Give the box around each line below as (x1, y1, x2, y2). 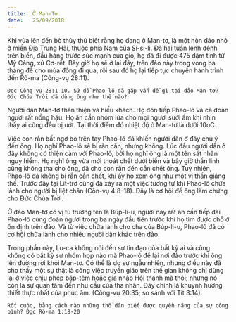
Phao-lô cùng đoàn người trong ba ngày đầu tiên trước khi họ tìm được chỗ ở (7, 215, 230, 224)
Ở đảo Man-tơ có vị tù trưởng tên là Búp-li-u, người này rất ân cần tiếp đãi (7, 207, 221, 216)
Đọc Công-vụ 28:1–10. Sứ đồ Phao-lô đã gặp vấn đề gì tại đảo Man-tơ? (7, 87, 219, 94)
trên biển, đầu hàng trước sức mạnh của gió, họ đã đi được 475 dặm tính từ (7, 51, 225, 60)
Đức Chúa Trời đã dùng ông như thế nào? (7, 93, 128, 101)
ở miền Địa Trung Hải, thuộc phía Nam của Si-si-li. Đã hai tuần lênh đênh (7, 44, 218, 52)
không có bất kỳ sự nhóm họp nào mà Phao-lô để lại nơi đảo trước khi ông (7, 251, 223, 259)
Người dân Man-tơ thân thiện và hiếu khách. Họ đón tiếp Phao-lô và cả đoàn (7, 105, 229, 114)
